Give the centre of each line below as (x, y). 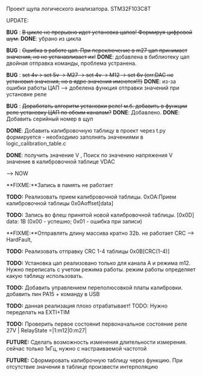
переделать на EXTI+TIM (38, 312)
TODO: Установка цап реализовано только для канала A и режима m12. (99, 263)
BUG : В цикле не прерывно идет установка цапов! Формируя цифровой (99, 32)
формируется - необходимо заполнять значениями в (75, 137)
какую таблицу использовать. (45, 276)
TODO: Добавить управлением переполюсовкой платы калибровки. (94, 288)
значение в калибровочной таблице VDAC (61, 162)
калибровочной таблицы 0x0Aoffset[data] (60, 203)
